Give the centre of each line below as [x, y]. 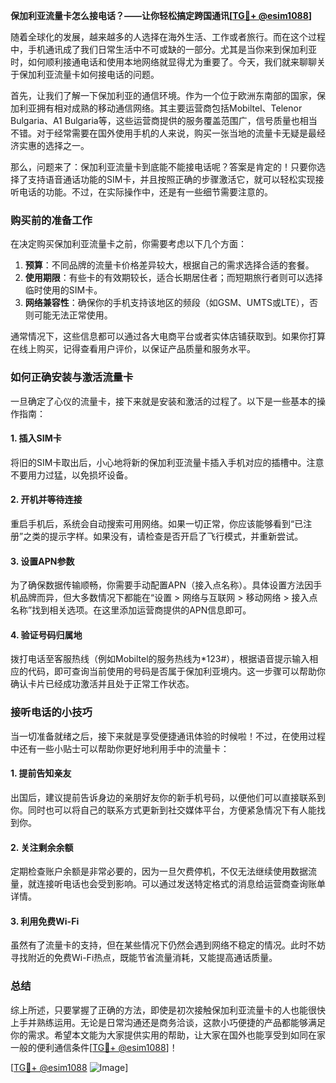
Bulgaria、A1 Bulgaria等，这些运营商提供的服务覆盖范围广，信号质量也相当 [164, 120]
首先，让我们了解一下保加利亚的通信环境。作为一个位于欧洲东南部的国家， [163, 95]
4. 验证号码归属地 [46, 635]
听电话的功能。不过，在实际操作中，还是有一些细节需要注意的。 [141, 192]
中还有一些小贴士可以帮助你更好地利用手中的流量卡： [120, 748]
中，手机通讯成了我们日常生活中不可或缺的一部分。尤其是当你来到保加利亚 [163, 49]
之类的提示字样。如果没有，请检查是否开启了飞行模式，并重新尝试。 [163, 536]
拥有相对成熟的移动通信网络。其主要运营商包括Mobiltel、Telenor [169, 108]
